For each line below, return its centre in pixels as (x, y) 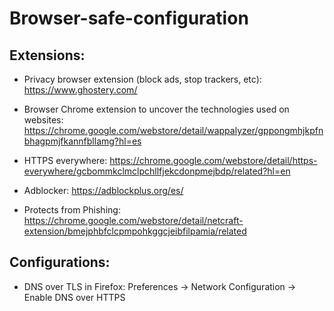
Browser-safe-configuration (129, 18)
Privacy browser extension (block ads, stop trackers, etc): (142, 79)
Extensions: (47, 55)
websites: (43, 120)
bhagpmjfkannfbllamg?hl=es (82, 141)
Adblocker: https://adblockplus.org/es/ (103, 190)
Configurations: (60, 262)
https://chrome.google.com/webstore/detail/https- (213, 160)
